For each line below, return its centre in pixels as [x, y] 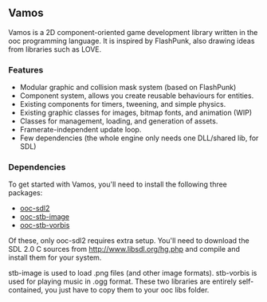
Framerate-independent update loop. [80, 130]
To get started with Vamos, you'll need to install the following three [118, 184]
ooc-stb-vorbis [45, 226]
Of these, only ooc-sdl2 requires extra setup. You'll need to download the [129, 241]
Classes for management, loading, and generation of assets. [119, 121]
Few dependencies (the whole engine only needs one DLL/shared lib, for [139, 138]
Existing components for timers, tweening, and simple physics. [123, 104]
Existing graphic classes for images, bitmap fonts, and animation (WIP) [136, 113]
